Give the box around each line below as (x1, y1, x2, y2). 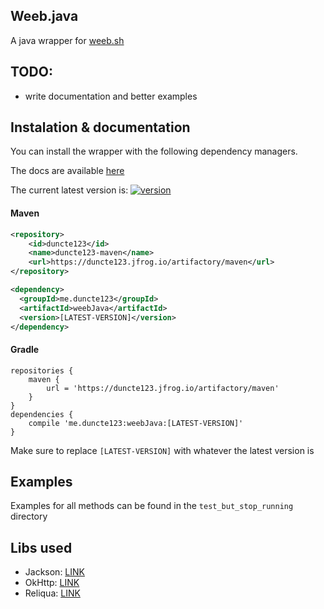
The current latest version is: (10, 184, 129, 196)
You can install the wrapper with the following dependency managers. (10, 145, 298, 158)
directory (10, 510, 48, 523)
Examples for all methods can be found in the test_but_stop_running (10, 500, 294, 512)
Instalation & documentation (10, 119, 191, 136)
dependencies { (10, 409, 74, 419)
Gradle (10, 343, 40, 355)
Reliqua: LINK (24, 587, 81, 599)
